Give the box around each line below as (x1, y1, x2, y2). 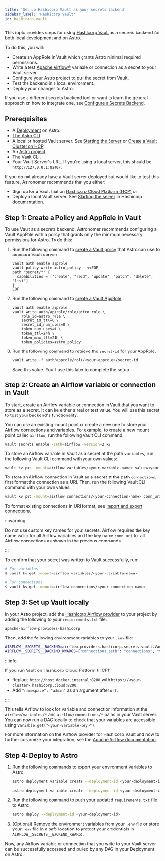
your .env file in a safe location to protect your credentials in (12, 826, 134, 832)
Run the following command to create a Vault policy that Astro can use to (12, 247, 160, 252)
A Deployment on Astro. (12, 128, 61, 133)
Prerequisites (5, 114, 47, 123)
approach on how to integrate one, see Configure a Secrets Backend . (5, 100, 145, 106)
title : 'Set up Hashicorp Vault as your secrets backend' (5, 7, 126, 12)
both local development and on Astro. (5, 35, 82, 41)
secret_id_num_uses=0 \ (21, 322, 70, 327)
